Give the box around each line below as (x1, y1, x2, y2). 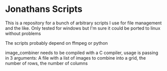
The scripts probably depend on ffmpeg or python (5, 40, 108, 46)
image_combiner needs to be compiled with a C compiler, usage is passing (5, 50, 159, 56)
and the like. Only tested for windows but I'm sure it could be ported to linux (5, 25, 161, 31)
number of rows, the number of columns (5, 60, 88, 66)
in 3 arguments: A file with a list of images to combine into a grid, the (5, 55, 146, 61)
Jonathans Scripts (5, 3, 83, 15)
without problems (5, 30, 41, 36)
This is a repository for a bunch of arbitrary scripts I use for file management (5, 20, 162, 26)
